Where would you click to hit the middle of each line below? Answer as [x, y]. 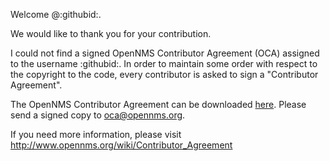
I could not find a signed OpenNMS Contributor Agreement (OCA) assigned [165, 53]
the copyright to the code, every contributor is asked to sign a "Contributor [164, 74]
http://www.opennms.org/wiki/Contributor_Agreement [121, 145]
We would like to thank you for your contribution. [111, 33]
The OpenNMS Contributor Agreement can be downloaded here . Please [158, 104]
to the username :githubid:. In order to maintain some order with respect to [164, 63]
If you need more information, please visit [96, 134]
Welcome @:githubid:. [56, 14]
